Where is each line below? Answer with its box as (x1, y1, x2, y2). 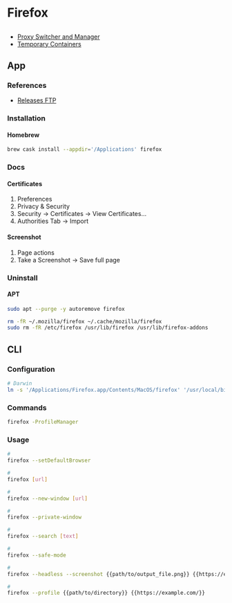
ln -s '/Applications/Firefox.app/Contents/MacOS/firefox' (7, 386, 181, 393)
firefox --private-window (7, 514, 81, 521)
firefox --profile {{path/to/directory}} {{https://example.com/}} (7, 590, 206, 597)
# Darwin (7, 380, 32, 387)
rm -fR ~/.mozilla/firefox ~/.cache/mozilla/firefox (7, 318, 162, 325)
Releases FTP (17, 96, 57, 105)
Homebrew (7, 130, 40, 139)
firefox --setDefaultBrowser (7, 457, 91, 465)
